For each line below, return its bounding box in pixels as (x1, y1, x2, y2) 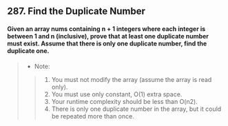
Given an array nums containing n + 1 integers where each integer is (7, 24, 206, 33)
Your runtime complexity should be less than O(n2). (51, 97, 198, 105)
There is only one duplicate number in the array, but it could (51, 105, 222, 113)
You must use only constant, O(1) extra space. (51, 90, 183, 98)
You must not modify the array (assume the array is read (51, 75, 212, 83)
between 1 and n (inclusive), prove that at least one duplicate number (7, 32, 209, 40)
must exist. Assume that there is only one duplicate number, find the (7, 39, 207, 48)
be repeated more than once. (51, 112, 134, 120)
